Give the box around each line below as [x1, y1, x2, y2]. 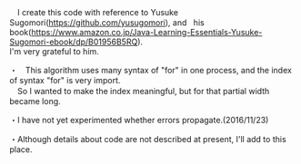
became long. [9, 96, 61, 106]
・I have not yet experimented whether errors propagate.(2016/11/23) [9, 115, 269, 125]
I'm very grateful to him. [9, 46, 100, 56]
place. [9, 144, 34, 155]
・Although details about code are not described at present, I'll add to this [9, 134, 286, 144]
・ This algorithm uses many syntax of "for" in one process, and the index [9, 65, 293, 75]
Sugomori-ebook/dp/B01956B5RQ [9, 36, 138, 47]
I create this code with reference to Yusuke [16, 7, 179, 17]
